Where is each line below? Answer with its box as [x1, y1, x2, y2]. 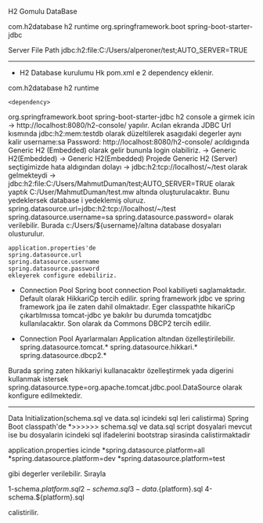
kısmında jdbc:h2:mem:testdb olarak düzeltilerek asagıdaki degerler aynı [8, 129, 242, 138]
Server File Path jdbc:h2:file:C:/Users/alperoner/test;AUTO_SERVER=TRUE [8, 46, 248, 54]
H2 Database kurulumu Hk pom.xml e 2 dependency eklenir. [19, 68, 214, 77]
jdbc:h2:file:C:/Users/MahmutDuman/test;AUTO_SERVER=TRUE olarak [8, 179, 236, 188]
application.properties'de [8, 244, 96, 252]
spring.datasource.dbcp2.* [19, 351, 107, 360]
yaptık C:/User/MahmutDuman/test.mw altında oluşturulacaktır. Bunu [8, 188, 230, 196]
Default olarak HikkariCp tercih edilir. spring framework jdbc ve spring [19, 294, 245, 303]
